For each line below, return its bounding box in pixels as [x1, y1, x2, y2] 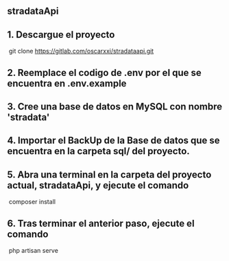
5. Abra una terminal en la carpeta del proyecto [7, 169, 212, 180]
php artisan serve [8, 247, 58, 254]
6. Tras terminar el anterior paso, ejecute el [7, 217, 195, 229]
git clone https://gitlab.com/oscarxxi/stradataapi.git [8, 47, 154, 55]
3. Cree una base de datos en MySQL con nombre [7, 101, 223, 112]
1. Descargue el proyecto [7, 29, 115, 40]
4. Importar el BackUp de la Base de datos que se [7, 135, 221, 147]
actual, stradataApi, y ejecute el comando [7, 179, 189, 191]
